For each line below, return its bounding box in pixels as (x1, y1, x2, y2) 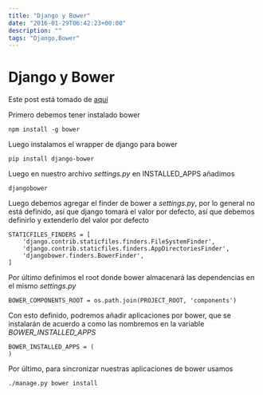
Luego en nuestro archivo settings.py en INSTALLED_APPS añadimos (8, 169, 235, 179)
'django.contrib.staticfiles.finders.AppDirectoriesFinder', (22, 245, 230, 253)
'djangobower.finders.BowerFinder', (22, 252, 145, 260)
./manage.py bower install (8, 380, 98, 388)
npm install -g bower (8, 125, 80, 134)
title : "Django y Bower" (8, 11, 91, 20)
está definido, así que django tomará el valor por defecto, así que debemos (8, 207, 255, 216)
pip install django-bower (8, 155, 94, 164)
